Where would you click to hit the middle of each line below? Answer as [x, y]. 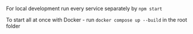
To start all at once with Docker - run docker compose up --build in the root [96, 20]
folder [13, 26]
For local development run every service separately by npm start [84, 8]
